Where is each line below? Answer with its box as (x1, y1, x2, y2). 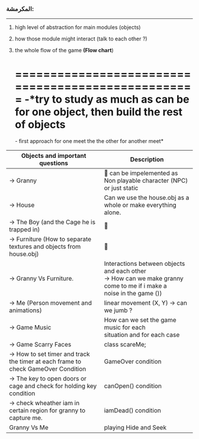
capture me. (9, 414, 43, 422)
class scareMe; (104, 341, 146, 349)
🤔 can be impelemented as (104, 169, 178, 177)
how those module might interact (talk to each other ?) (14, 35, 147, 43)
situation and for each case (104, 331, 180, 339)
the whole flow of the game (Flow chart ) (14, 47, 114, 54)
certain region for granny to (9, 406, 86, 415)
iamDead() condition (104, 406, 161, 415)
